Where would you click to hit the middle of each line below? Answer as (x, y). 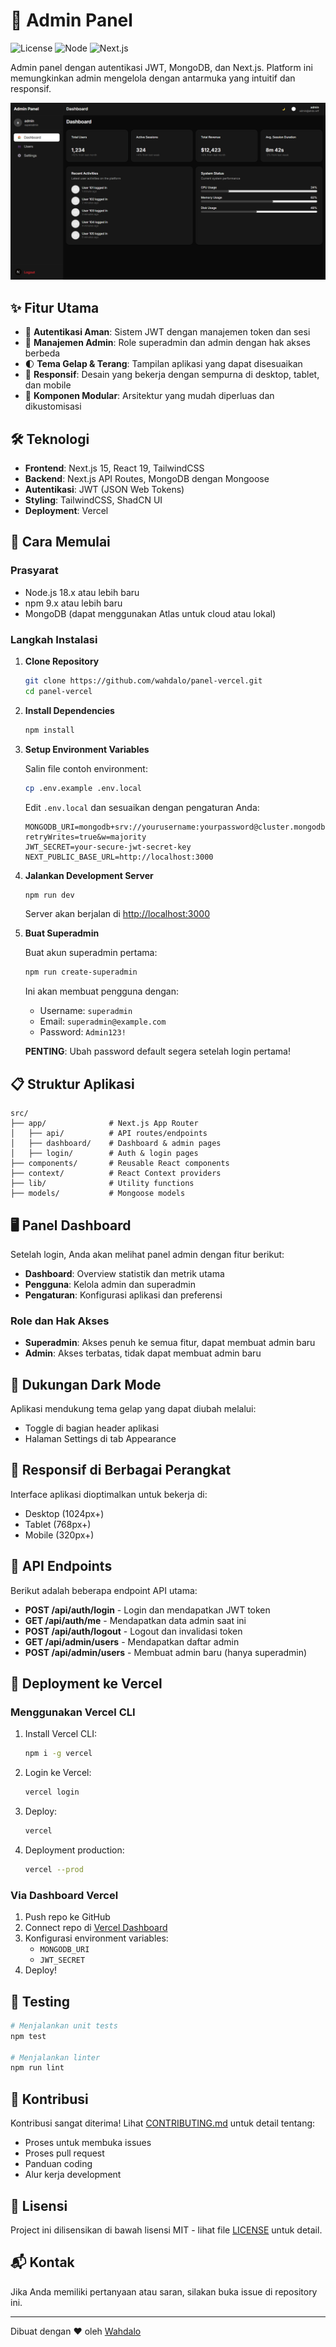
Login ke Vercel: (58, 1773)
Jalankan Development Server (89, 875)
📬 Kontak (42, 2262)
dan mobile (48, 385)
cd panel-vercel (58, 691)
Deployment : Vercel (66, 511)
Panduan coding (58, 2164)
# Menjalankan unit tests (64, 2025)
